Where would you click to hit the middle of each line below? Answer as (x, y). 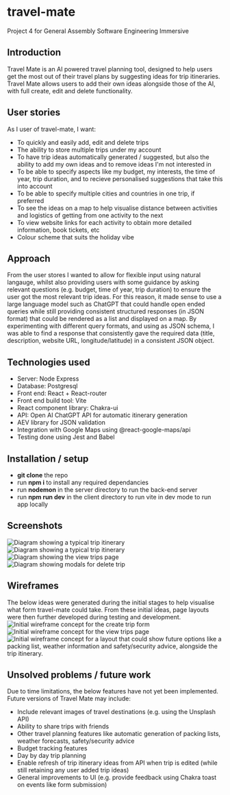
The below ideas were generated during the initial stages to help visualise (111, 602)
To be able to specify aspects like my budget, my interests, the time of (116, 171)
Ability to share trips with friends (63, 726)
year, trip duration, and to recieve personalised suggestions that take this (120, 178)
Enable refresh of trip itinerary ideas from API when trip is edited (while (117, 763)
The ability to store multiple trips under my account (89, 150)
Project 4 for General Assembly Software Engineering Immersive (98, 31)
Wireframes (33, 586)
